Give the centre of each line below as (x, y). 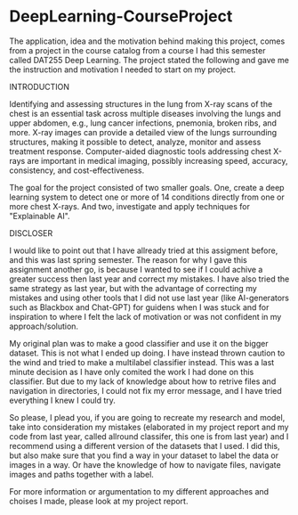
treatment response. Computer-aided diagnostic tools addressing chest (140, 151)
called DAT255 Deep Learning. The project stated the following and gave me (149, 60)
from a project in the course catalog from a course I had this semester (137, 50)
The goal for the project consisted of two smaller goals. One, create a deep (147, 187)
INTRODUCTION (39, 86)
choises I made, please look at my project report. (99, 501)
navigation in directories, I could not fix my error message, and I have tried (145, 390)
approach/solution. (44, 326)
